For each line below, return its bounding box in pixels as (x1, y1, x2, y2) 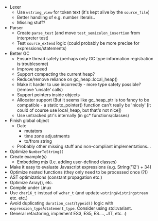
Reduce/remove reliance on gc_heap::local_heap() (17, 76, 118, 82)
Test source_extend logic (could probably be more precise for (17, 40, 140, 46)
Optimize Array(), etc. (9, 180, 53, 185)
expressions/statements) (17, 46, 67, 51)
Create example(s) (9, 154, 47, 159)
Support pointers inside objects (17, 92, 80, 98)
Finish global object (9, 118, 50, 123)
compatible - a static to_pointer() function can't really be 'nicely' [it (17, 102, 151, 108)
